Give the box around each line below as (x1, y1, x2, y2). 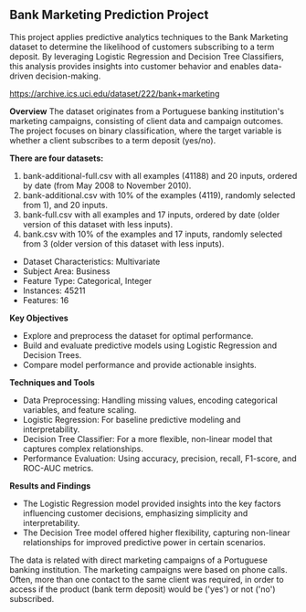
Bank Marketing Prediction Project (9, 7, 209, 23)
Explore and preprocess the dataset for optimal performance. (22, 330, 254, 341)
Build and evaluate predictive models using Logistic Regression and (22, 340, 277, 351)
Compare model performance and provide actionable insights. (22, 359, 258, 370)
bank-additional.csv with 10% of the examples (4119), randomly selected (22, 189, 296, 200)
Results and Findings (9, 480, 91, 491)
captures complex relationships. (22, 443, 143, 454)
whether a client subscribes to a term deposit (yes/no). (9, 134, 216, 145)
